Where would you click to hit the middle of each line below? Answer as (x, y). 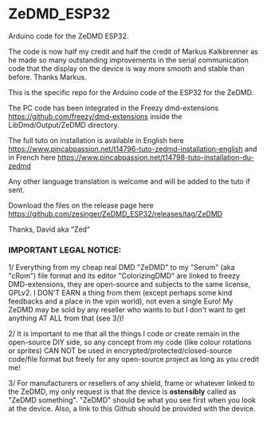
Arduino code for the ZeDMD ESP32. (69, 36)
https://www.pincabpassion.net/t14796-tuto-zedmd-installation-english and (133, 149)
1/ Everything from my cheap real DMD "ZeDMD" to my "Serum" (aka (122, 268)
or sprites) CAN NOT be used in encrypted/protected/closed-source (120, 351)
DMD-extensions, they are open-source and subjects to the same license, (130, 284)
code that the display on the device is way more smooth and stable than (126, 68)
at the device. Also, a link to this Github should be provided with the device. (132, 409)
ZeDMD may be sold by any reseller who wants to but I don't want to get (127, 310)
